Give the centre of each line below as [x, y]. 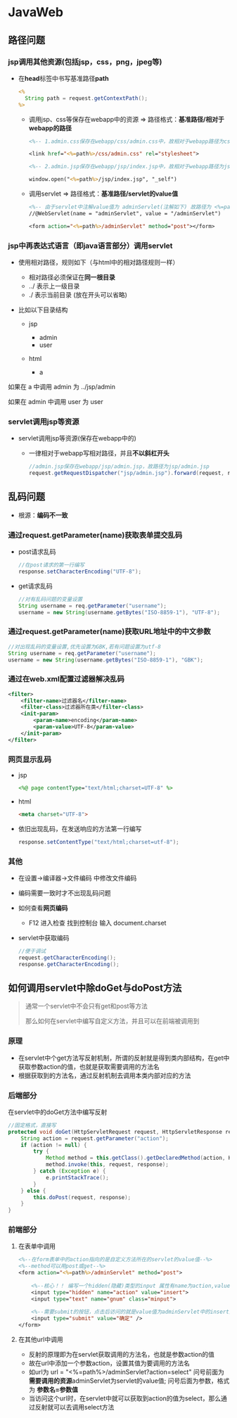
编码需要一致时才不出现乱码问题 [64, 893]
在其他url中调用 [40, 1340]
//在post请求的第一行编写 [51, 565]
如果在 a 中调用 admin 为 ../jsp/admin [62, 386]
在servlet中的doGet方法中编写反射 [58, 1112]
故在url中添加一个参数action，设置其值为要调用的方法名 [109, 1363]
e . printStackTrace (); [77, 1177]
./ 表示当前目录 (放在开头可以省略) [78, 295]
